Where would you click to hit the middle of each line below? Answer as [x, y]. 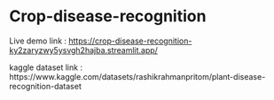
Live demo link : [38, 41]
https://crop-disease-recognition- [130, 41]
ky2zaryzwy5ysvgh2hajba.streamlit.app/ [83, 50]
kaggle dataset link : [46, 67]
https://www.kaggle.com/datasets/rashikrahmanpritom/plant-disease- [137, 76]
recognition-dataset [45, 86]
